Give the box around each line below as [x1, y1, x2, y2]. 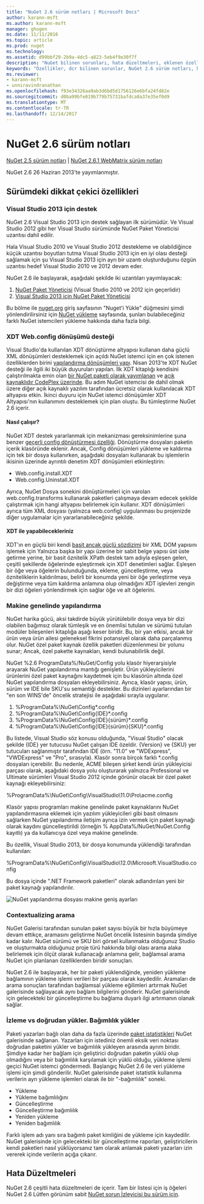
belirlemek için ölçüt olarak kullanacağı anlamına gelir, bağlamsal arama [6, 950, 185, 958]
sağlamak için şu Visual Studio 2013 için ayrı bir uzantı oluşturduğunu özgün [6, 256, 196, 263]
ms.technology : [6, 49, 45, 55]
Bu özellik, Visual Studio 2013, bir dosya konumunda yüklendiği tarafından [6, 841, 191, 848]
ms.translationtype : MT [6, 99, 67, 105]
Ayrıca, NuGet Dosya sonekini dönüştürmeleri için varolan [6, 488, 151, 495]
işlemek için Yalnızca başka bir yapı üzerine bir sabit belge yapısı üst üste [6, 547, 190, 555]
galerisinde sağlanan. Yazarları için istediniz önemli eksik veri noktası [6, 1036, 179, 1043]
